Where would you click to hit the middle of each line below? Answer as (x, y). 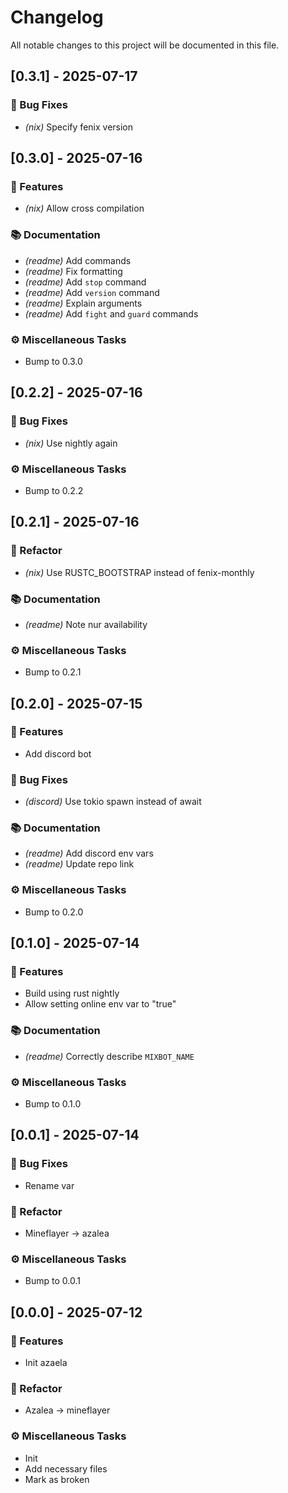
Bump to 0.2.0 (54, 912)
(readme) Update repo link (79, 864)
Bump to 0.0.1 (52, 1281)
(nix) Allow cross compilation (84, 208)
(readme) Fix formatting (73, 271)
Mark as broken (57, 1479)
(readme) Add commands (78, 260)
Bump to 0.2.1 (53, 672)
